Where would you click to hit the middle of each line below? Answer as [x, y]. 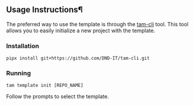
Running [19, 73]
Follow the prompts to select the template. [58, 96]
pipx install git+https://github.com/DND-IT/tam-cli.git [78, 58]
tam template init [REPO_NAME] [45, 86]
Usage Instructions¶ [44, 10]
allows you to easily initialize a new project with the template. [81, 30]
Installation [23, 46]
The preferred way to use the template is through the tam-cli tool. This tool [97, 24]
